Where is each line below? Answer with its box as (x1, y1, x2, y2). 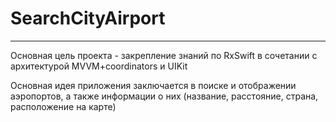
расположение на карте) (10, 100, 117, 112)
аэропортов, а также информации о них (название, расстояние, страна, (10, 90, 319, 102)
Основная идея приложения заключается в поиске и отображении (10, 79, 297, 91)
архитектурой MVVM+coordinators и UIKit (10, 60, 188, 72)
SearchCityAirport (10, 7, 166, 30)
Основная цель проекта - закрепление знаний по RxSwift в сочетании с (10, 49, 318, 61)
